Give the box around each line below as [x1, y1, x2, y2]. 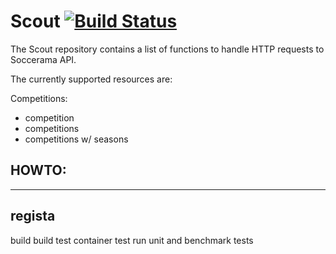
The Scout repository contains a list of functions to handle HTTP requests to [10, 43, 325, 55]
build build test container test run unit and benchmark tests [10, 234, 254, 246]
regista [10, 208, 56, 225]
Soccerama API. [10, 53, 77, 65]
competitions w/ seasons [24, 133, 129, 145]
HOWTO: [10, 162, 67, 179]
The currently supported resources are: [10, 73, 173, 85]
